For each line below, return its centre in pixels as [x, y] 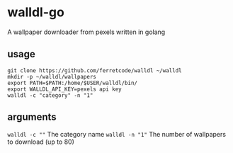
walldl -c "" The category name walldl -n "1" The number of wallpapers [117, 134]
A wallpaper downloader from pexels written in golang [86, 32]
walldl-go [36, 12]
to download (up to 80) [41, 142]
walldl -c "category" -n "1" [50, 95]
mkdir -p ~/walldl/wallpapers [52, 76]
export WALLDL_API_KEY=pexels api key [64, 89]
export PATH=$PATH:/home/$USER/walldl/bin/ [73, 83]
